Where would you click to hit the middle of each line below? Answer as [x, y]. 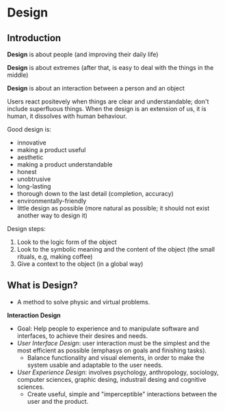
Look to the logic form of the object [67, 242]
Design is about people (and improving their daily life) [83, 54]
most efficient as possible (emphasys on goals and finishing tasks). [112, 350]
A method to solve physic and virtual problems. [83, 302]
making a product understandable [65, 165]
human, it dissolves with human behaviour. [67, 116]
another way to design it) [52, 215]
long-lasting [34, 186]
